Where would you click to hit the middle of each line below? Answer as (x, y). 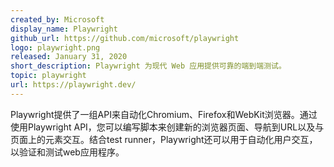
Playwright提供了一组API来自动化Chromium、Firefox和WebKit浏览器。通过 (164, 114)
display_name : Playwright (64, 29)
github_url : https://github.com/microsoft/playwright (125, 38)
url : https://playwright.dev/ (73, 85)
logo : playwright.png (55, 47)
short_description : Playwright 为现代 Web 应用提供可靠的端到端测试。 (148, 66)
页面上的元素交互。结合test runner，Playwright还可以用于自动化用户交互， (164, 139)
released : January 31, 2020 (69, 57)
